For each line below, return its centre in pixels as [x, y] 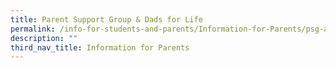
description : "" [44, 38]
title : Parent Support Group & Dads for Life [106, 19]
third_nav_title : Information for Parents [100, 47]
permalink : [33, 29]
